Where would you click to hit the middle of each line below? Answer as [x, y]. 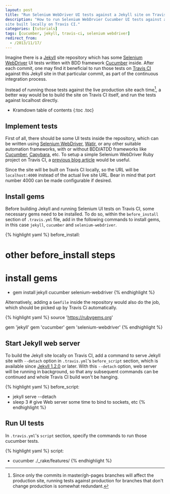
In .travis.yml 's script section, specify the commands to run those [76, 435]
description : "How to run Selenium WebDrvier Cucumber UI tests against [83, 19]
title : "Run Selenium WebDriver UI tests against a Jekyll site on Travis [86, 15]
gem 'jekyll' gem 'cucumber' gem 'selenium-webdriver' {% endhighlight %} [84, 327]
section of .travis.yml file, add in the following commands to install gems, [83, 220]
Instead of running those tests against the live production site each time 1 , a [83, 89]
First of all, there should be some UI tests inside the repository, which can [82, 138]
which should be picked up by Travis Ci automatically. [61, 308]
